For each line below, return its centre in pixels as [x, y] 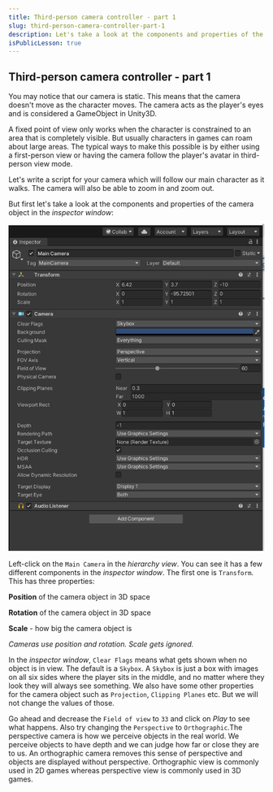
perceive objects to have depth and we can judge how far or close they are [134, 744]
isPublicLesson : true [45, 43]
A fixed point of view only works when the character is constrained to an [130, 129]
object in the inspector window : [61, 213]
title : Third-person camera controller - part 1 [92, 17]
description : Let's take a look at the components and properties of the [136, 34]
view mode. [53, 164]
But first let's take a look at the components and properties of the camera [131, 204]
